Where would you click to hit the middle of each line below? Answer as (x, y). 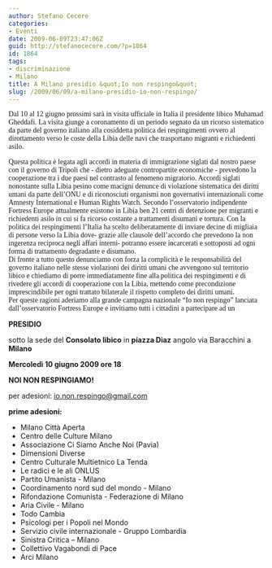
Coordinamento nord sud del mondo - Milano (96, 488)
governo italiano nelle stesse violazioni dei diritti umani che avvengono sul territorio (129, 268)
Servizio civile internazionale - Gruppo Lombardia (103, 531)
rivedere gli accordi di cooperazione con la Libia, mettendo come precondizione (122, 284)
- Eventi (23, 31)
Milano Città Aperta (52, 427)
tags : (17, 62)
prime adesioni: (35, 412)
